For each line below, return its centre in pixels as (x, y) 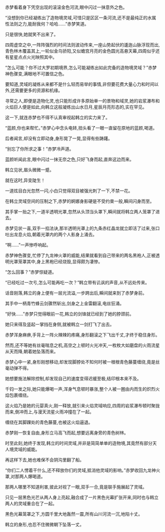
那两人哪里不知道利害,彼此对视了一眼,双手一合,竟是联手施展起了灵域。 (76, 487)
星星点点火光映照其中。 (33, 57)
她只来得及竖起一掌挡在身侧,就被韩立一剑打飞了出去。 (60, 324)
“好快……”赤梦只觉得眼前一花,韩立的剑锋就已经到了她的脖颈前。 (69, 314)
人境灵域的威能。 (22, 449)
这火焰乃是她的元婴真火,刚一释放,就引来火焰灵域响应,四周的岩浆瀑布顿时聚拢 (82, 406)
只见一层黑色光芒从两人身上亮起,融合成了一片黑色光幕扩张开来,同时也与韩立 (82, 497)
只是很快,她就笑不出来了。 (32, 34)
